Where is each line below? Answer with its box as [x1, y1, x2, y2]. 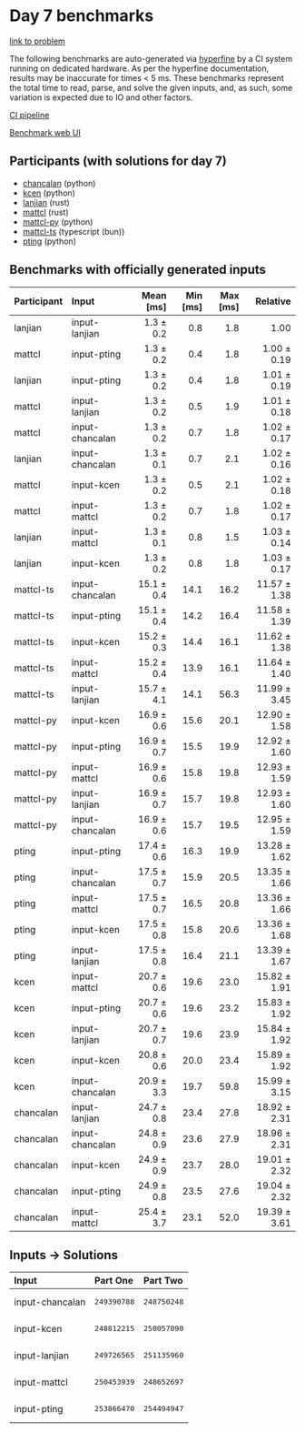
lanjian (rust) [22, 197, 70, 207]
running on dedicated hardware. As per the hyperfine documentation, [9, 63, 270, 74]
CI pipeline [9, 109, 50, 120]
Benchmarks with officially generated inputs [9, 262, 266, 278]
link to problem [9, 35, 65, 46]
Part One [93, 1275, 134, 1287]
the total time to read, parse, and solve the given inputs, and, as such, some [9, 82, 293, 93]
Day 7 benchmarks [9, 5, 154, 26]
